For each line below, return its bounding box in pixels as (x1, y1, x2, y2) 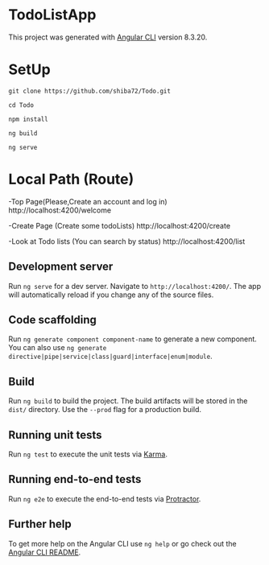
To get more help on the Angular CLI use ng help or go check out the (8, 538, 237, 548)
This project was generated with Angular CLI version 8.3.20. (8, 32, 208, 42)
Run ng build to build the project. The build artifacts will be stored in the (8, 396, 248, 406)
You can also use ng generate (8, 343, 107, 353)
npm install (8, 115, 48, 123)
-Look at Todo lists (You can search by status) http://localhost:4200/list (8, 236, 246, 246)
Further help (8, 518, 72, 531)
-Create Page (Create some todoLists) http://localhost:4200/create (8, 221, 231, 230)
